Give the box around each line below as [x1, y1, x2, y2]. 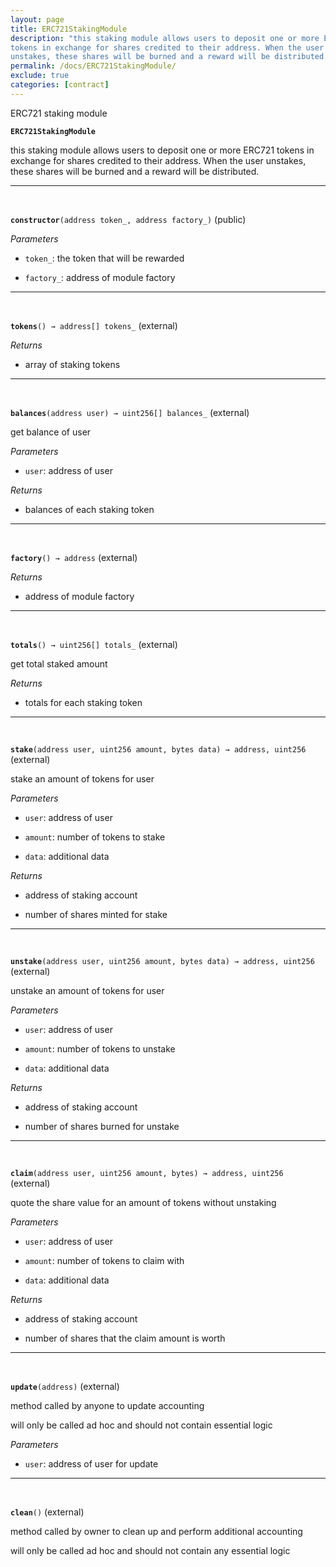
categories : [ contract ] [10, 80, 110, 90]
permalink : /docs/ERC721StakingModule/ [10, 61, 177, 71]
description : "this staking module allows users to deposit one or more [10, 33, 320, 43]
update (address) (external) [10, 1380, 120, 1392]
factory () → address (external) [10, 551, 138, 563]
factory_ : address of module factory [24, 271, 176, 283]
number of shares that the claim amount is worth [24, 1332, 226, 1344]
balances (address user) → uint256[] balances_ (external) [10, 406, 250, 418]
